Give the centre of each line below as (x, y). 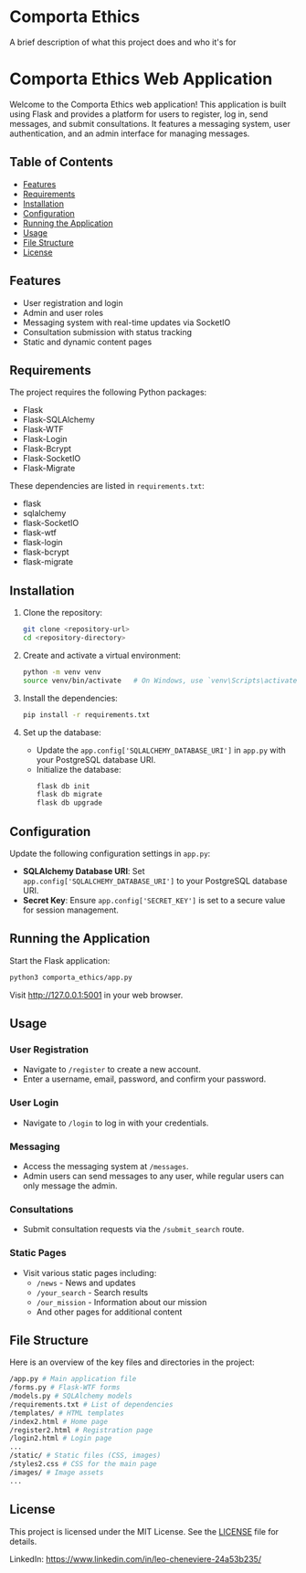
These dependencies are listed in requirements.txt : (107, 486)
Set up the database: (62, 732)
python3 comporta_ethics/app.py (71, 977)
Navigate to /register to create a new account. (111, 1070)
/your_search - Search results (92, 1292)
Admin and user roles (63, 312)
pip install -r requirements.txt (86, 714)
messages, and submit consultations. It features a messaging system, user (150, 123)
